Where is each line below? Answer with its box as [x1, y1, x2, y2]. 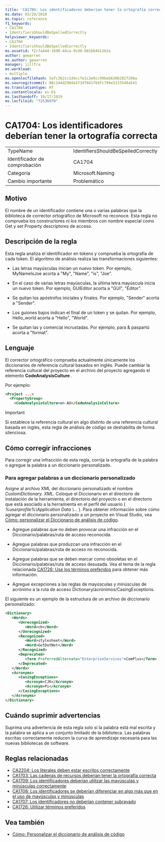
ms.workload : [5, 67, 32, 72]
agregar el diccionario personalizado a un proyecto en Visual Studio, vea [5, 512, 152, 518]
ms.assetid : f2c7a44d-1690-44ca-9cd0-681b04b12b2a [5, 48, 111, 53]
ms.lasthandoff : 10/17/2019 [5, 94, 63, 99]
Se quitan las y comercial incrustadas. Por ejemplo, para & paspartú [12, 324, 150, 330]
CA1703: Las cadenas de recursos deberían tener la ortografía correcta [12, 773, 156, 779]
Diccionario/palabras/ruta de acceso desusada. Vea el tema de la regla [12, 561, 156, 567]
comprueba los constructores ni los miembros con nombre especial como [5, 218, 155, 224]
